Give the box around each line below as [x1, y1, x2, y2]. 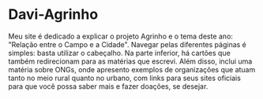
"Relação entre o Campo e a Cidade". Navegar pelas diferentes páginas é [8, 39, 247, 49]
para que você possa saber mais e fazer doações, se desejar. [8, 81, 209, 91]
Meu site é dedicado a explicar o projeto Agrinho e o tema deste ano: [8, 31, 233, 41]
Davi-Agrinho [8, 5, 99, 24]
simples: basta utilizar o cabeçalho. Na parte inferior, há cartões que [8, 48, 231, 57]
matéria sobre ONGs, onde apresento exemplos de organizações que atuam [8, 64, 256, 74]
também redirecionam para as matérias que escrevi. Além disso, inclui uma [8, 57, 253, 66]
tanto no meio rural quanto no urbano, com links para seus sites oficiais [8, 73, 241, 82]
